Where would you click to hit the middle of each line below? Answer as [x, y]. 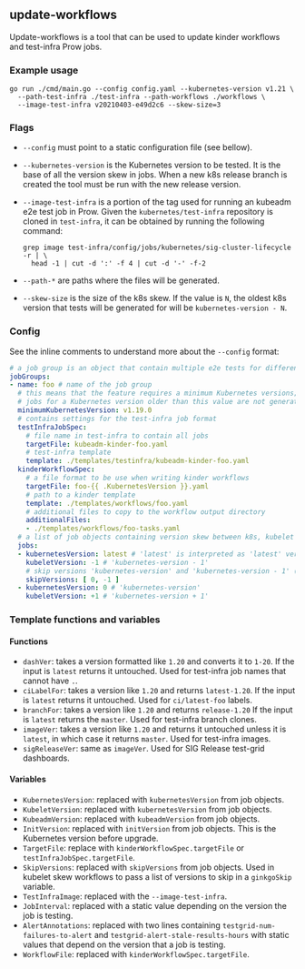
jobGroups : [30, 377]
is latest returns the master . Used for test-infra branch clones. [139, 720]
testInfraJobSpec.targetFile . [79, 857]
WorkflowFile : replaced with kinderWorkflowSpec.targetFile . [136, 954]
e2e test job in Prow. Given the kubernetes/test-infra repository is [148, 212]
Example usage [44, 70]
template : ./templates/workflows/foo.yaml [107, 503]
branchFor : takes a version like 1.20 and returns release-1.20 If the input [157, 710]
